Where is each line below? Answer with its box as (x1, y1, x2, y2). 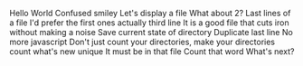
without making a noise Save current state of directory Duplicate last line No (9, 27, 294, 37)
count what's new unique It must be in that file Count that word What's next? (9, 46, 296, 57)
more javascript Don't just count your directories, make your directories (9, 36, 276, 47)
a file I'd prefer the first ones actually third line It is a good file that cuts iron (9, 17, 289, 28)
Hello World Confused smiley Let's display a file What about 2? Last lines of (9, 8, 291, 18)
